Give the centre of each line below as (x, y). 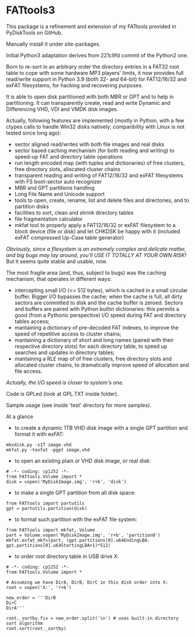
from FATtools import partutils (45, 503)
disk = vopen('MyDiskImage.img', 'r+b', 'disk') (66, 482)
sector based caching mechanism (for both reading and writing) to (95, 150)
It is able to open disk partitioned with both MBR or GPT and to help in (90, 97)
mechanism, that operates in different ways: (59, 279)
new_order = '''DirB (31, 598)
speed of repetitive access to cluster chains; (68, 334)
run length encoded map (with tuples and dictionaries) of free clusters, (100, 163)
